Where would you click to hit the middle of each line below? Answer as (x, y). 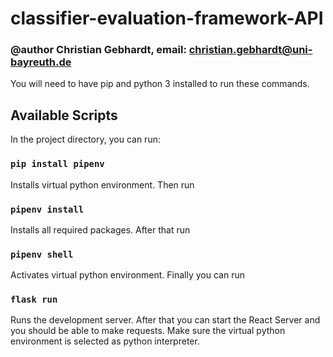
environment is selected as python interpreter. (105, 341)
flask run (34, 300)
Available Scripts (64, 115)
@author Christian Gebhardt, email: (98, 50)
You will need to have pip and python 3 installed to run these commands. (160, 84)
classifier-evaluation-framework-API (167, 18)
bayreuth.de (41, 62)
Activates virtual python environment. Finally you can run (127, 275)
